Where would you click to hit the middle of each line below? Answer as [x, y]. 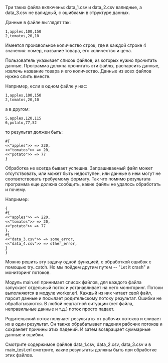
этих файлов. [19, 355]
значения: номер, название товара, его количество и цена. [69, 51]
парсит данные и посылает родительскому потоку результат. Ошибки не [83, 298]
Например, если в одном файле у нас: [46, 86]
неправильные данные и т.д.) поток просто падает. [60, 309]
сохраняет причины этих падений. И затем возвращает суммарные [78, 329]
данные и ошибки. [25, 335]
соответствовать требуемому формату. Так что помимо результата [78, 179]
